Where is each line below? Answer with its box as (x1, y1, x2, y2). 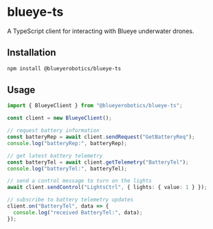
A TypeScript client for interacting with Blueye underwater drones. (7, 27, 194, 35)
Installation (7, 47, 56, 58)
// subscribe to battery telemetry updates (7, 197, 134, 204)
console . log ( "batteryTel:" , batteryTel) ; (7, 165, 128, 172)
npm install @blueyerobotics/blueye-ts (7, 65, 122, 72)
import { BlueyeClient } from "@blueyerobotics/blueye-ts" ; (7, 102, 183, 109)
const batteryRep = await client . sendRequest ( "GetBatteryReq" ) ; (7, 133, 195, 141)
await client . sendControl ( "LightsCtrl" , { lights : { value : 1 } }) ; (7, 184, 208, 191)
